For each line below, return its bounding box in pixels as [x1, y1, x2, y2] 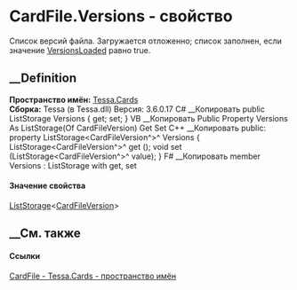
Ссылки [9, 250, 41, 261]
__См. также [9, 226, 82, 241]
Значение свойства [9, 180, 86, 192]
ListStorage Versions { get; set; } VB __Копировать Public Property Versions [9, 113, 289, 123]
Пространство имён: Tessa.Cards [9, 94, 139, 105]
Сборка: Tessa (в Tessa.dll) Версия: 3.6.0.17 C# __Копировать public [9, 104, 265, 114]
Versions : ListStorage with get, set [9, 160, 138, 170]
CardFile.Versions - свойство [9, 6, 233, 27]
